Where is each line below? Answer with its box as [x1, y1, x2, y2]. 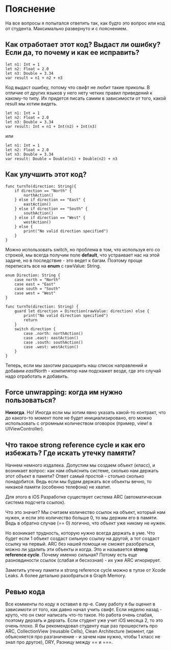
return [23, 317, 38, 322]
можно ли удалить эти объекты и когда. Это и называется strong [5, 546, 148, 553]
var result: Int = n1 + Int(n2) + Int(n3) [5, 124, 97, 129]
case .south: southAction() [23, 340, 83, 345]
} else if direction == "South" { [14, 206, 88, 211]
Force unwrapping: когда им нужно [5, 387, 123, 397]
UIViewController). [5, 426, 44, 432]
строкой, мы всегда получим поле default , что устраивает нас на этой [5, 252, 160, 258]
